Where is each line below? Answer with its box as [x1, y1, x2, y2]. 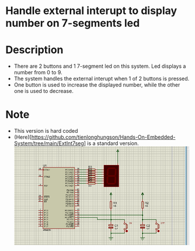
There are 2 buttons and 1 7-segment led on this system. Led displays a [13, 63, 186, 70]
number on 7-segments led [5, 16, 140, 30]
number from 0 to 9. [13, 69, 62, 76]
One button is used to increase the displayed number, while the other [13, 81, 180, 88]
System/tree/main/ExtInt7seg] [13, 140, 86, 147]
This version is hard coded [13, 128, 78, 135]
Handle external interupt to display [5, 4, 177, 18]
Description [5, 43, 64, 57]
